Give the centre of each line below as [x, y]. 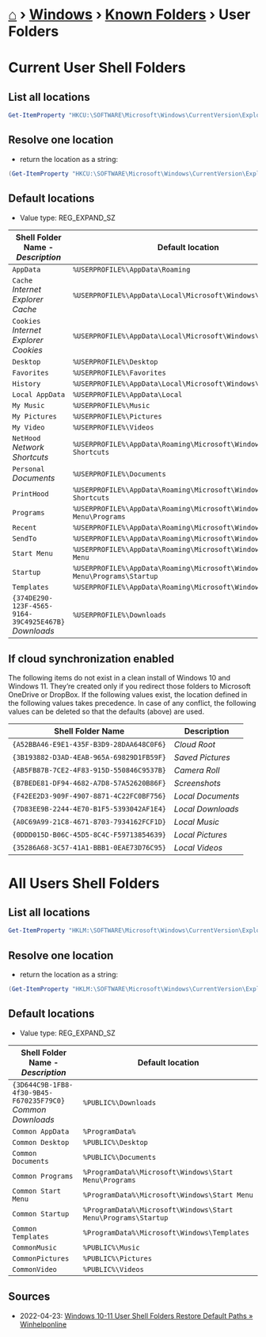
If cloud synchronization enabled [91, 659]
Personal [28, 469]
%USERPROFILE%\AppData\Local [127, 394]
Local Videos [198, 848]
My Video [28, 427]
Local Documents [207, 796]
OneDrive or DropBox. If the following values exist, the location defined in [128, 695]
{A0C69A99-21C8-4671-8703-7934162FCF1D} [89, 822]
